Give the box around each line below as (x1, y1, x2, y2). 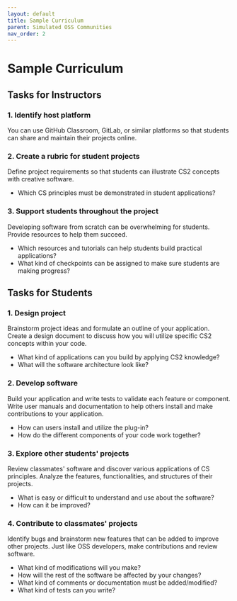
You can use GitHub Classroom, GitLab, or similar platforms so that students (7, 126, 229, 135)
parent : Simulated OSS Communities (7, 23, 112, 30)
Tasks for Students (7, 287, 93, 299)
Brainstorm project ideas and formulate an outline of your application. (7, 324, 210, 333)
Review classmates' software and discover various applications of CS (7, 465, 210, 473)
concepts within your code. (7, 339, 87, 348)
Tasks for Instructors (7, 89, 102, 101)
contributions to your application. (7, 409, 104, 418)
